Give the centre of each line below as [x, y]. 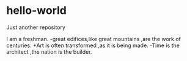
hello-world [37, 11]
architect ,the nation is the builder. [49, 51]
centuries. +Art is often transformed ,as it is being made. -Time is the [93, 45]
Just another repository [36, 27]
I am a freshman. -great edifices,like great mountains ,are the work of [94, 39]
